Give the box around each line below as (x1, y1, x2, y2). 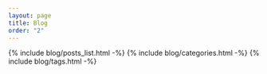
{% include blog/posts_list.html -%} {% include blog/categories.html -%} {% (8, 49, 260, 58)
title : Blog (8, 19, 48, 27)
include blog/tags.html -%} (8, 56, 97, 66)
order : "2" (8, 26, 45, 34)
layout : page (8, 11, 52, 20)
